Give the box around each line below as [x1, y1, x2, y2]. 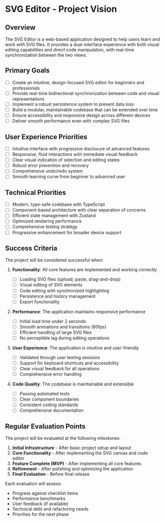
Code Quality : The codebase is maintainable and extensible [12, 381, 134, 387]
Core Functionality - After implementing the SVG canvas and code [12, 450, 148, 456]
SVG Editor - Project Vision [5, 3, 117, 15]
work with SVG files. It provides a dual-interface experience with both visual [5, 42, 160, 47]
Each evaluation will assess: [5, 481, 62, 487]
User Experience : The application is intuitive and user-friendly [12, 345, 139, 351]
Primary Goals [5, 66, 50, 75]
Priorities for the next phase [12, 511, 69, 518]
